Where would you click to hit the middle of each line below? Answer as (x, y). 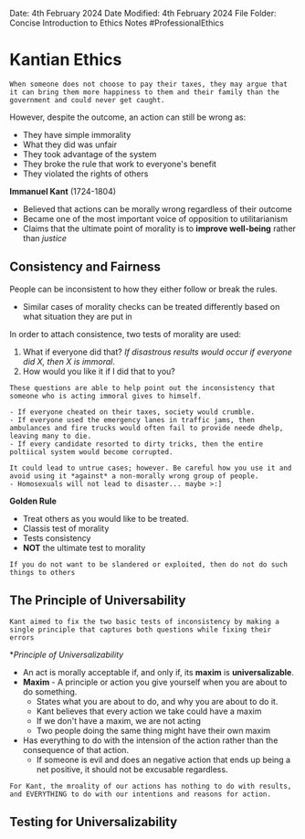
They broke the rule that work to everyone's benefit (120, 164)
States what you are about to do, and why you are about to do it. (157, 701)
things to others (42, 572)
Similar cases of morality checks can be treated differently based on (151, 306)
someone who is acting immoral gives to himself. (106, 396)
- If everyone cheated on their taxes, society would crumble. (132, 412)
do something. (50, 691)
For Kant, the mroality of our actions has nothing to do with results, (151, 786)
